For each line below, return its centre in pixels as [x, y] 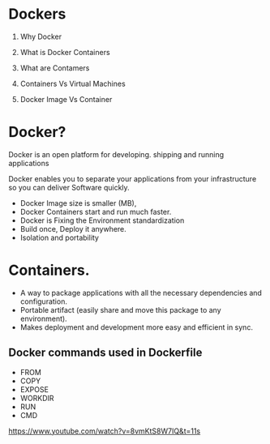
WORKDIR [37, 398]
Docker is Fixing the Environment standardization [102, 220]
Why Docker [41, 36]
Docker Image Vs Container [66, 99]
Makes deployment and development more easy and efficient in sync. [137, 327]
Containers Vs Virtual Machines [73, 83]
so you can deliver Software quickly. [69, 187]
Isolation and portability [60, 237]
